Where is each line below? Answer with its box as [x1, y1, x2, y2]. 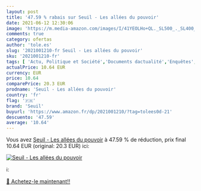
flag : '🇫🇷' [6, 97, 36, 103]
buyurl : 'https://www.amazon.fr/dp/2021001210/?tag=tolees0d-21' [6, 109, 172, 115]
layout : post [6, 8, 39, 15]
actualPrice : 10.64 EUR [6, 64, 66, 70]
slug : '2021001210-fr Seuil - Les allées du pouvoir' [6, 48, 144, 54]
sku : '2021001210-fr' [6, 53, 60, 59]
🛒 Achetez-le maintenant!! [6, 178, 71, 185]
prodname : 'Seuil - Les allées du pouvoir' [6, 87, 117, 93]
